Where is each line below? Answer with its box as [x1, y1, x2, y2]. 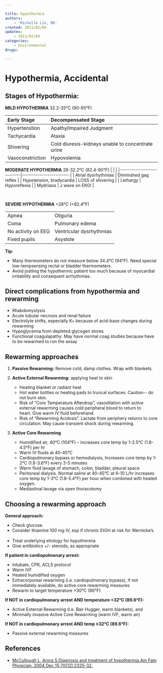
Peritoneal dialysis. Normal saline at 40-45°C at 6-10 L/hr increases [19, 470, 155, 476]
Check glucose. [12, 522, 44, 528]
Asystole [54, 236, 75, 242]
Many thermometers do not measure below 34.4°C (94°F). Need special [12, 258, 157, 263]
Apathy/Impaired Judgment [50, 124, 113, 131]
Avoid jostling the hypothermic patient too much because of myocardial [12, 268, 155, 274]
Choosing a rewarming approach [5, 500, 106, 508]
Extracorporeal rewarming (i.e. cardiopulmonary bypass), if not [12, 577, 138, 583]
